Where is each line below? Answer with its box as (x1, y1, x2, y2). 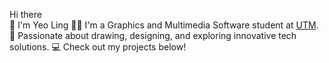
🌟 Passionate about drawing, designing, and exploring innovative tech (9, 30, 297, 41)
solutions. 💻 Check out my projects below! (9, 41, 187, 53)
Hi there (9, 9, 42, 20)
